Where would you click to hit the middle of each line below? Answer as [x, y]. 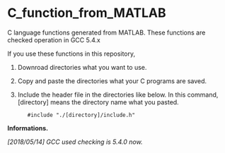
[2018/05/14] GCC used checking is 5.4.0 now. [75, 142]
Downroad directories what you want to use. [82, 67]
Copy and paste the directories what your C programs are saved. [112, 81]
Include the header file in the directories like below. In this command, [118, 94]
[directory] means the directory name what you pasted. [98, 102]
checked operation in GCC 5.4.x [54, 39]
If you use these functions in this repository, [71, 54]
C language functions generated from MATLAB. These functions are [106, 32]
